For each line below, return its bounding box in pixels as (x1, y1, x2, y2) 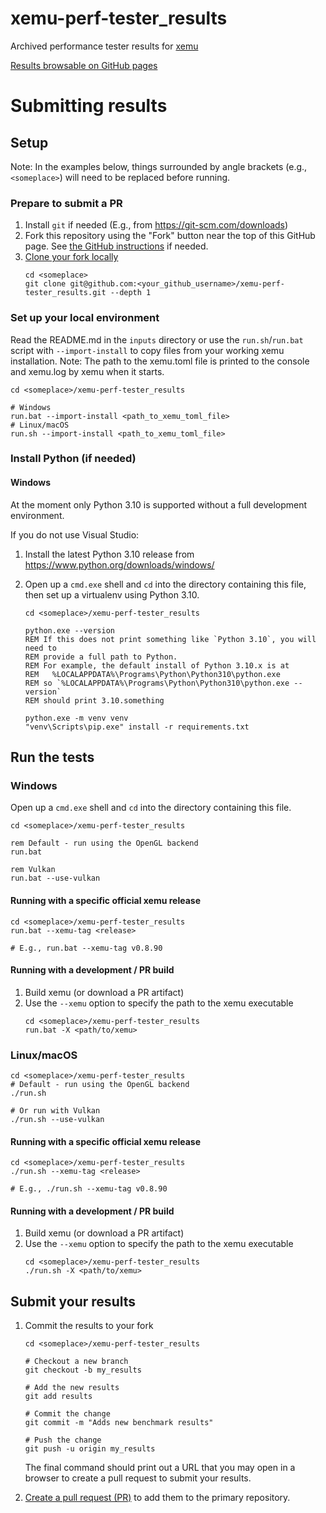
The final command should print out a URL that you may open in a (24, 1462, 296, 1474)
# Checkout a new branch (24, 1357, 129, 1367)
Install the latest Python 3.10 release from (24, 548, 195, 560)
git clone (24, 279, 67, 289)
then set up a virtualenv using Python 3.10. (24, 588, 200, 601)
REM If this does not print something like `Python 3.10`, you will (24, 634, 317, 644)
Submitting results (10, 95, 168, 117)
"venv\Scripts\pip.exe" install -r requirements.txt (24, 722, 250, 732)
